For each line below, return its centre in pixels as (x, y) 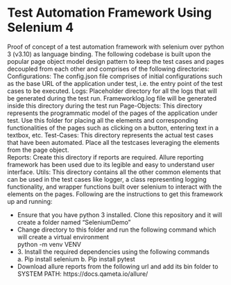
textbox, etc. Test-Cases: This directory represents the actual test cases (110, 135)
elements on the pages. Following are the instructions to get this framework (115, 194)
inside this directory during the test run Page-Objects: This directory (105, 105)
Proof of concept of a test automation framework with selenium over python (115, 46)
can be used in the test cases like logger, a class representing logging (107, 179)
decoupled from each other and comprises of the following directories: (108, 69)
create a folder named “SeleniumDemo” (74, 222)
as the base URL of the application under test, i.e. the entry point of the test (115, 83)
